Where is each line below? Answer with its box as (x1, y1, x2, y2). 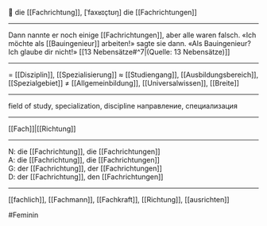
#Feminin (8, 210, 39, 220)
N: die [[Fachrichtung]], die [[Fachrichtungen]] (8, 147, 161, 156)
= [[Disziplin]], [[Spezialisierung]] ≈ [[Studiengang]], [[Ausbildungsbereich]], (8, 70, 259, 79)
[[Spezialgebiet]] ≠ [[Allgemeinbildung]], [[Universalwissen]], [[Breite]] (8, 79, 240, 87)
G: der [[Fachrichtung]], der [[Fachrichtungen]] (8, 163, 163, 173)
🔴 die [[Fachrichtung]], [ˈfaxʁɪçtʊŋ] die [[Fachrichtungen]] (8, 8, 197, 17)
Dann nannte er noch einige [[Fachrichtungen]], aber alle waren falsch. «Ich (8, 30, 257, 40)
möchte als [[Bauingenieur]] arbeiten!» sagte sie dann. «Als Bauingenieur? (8, 39, 252, 48)
